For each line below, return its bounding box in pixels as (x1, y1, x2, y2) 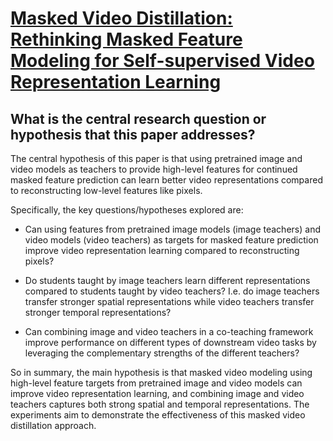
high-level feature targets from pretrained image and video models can (10, 377, 303, 389)
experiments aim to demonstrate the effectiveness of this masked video (10, 409, 306, 421)
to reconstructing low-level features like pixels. (10, 185, 203, 196)
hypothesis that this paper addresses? (10, 126, 256, 143)
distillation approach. (10, 420, 97, 431)
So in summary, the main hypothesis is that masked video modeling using (10, 367, 313, 378)
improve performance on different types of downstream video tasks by (24, 337, 317, 348)
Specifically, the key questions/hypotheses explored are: (10, 204, 244, 216)
